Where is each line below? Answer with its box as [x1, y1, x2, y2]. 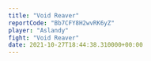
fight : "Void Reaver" [8, 33, 80, 42]
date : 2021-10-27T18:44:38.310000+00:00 [8, 41, 144, 49]
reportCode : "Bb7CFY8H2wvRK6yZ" [8, 19, 115, 27]
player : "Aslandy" [8, 26, 69, 34]
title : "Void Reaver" [8, 11, 80, 20]
